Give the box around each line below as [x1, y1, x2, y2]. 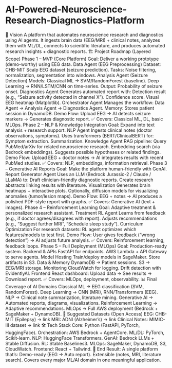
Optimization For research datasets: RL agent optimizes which [5, 226, 137, 232]
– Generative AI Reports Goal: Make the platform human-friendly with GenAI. [5, 166, 167, 172]
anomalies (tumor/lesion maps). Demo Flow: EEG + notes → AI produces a [5, 193, 162, 199]
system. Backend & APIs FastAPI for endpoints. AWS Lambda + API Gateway [5, 248, 167, 254]
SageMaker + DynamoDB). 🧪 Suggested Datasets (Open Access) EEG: [5, 310, 154, 317]
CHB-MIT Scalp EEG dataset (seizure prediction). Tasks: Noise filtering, [5, 66, 157, 73]
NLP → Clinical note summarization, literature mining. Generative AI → [5, 294, 154, 301]
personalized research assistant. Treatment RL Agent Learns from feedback [5, 209, 166, 216]
